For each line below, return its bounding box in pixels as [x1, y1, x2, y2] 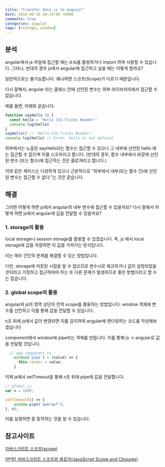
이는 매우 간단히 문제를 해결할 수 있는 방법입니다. [5, 253, 98, 259]
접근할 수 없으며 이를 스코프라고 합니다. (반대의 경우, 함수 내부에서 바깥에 [10, 152, 149, 157]
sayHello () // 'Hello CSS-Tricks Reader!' [5, 131, 93, 136]
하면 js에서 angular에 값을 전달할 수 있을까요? [14, 210, 102, 216]
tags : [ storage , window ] [5, 26, 56, 31]
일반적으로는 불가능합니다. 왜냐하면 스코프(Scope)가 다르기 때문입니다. [5, 76, 141, 81]
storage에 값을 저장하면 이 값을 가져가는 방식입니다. [5, 242, 105, 248]
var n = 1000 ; [5, 388, 34, 393]
